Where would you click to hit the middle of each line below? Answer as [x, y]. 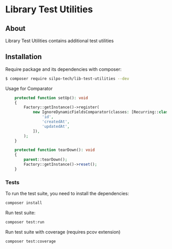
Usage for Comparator [29, 88]
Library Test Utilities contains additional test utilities [60, 41]
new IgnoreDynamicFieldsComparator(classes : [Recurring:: [96, 112]
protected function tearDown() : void [55, 150]
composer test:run [25, 222]
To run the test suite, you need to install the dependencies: [67, 194]
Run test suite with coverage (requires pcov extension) [63, 232]
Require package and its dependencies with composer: [63, 69]
